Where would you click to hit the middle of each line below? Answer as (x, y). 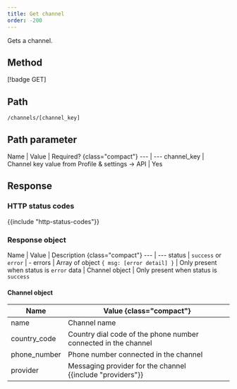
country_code (34, 339)
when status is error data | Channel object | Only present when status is (112, 270)
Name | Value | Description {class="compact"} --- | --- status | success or (115, 255)
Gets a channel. (30, 40)
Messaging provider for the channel (127, 366)
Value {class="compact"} (147, 311)
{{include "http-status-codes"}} (54, 221)
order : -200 (25, 20)
